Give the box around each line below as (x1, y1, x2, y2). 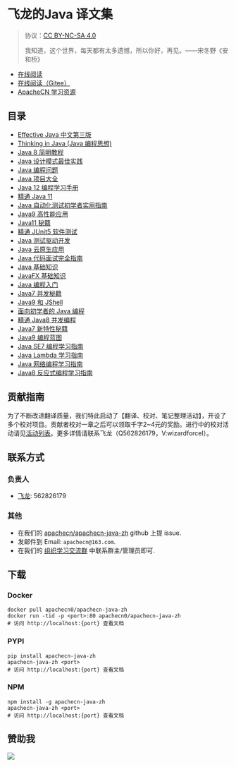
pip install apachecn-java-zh (7, 652, 97, 660)
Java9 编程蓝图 (17, 333, 62, 342)
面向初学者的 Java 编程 (17, 306, 85, 315)
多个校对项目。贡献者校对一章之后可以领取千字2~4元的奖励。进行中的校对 (7, 420, 223, 428)
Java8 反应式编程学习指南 (17, 368, 93, 377)
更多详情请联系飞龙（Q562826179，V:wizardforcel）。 (56, 428, 213, 437)
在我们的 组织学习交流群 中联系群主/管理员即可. (17, 546, 155, 555)
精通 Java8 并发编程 (17, 315, 76, 324)
